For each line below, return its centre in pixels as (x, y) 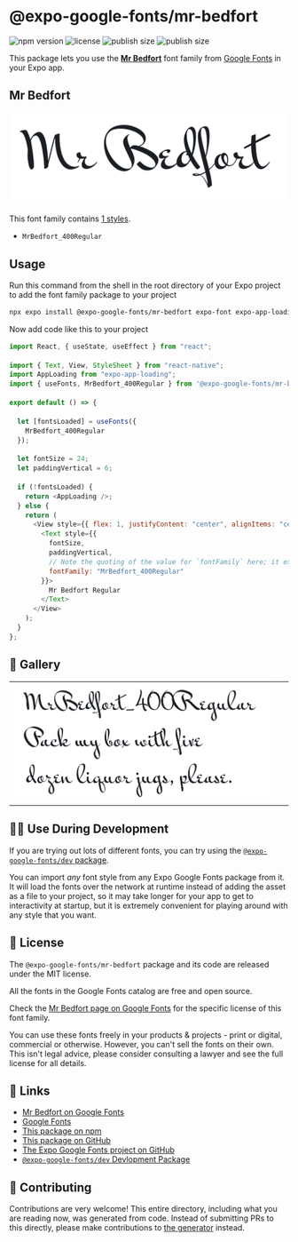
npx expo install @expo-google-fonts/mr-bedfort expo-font (121, 312)
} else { (33, 506)
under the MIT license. (50, 974)
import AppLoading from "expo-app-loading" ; (93, 375)
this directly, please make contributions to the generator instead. (127, 1228)
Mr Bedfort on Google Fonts (73, 1112)
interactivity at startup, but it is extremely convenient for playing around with (149, 905)
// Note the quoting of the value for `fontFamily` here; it (164, 561)
